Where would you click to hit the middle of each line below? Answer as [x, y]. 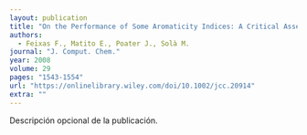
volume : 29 [30, 69]
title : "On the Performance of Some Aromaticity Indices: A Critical [145, 26]
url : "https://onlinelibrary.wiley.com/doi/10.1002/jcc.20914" [132, 86]
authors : [26, 35]
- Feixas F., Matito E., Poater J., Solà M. [104, 43]
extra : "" [28, 94]
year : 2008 [30, 60]
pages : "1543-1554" [47, 78]
